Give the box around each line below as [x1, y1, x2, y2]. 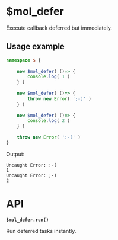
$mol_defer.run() [6, 217, 49, 223]
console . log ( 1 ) [27, 73, 70, 80]
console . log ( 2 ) [27, 118, 70, 124]
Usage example [6, 41, 65, 52]
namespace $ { [6, 57, 42, 63]
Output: [6, 151, 25, 158]
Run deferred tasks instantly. [6, 227, 76, 234]
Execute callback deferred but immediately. [6, 24, 113, 31]
